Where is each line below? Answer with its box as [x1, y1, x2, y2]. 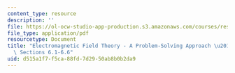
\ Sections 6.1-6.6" [13, 49, 73, 56]
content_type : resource [7, 10, 77, 17]
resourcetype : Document [7, 36, 77, 43]
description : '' [7, 17, 55, 24]
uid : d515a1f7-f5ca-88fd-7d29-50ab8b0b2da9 [7, 56, 136, 63]
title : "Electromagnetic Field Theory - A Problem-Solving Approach [7, 42, 211, 49]
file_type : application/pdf [7, 29, 90, 37]
